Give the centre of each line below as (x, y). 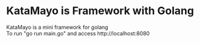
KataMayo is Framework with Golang (100, 11)
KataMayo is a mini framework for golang (57, 27)
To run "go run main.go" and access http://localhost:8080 (78, 33)
